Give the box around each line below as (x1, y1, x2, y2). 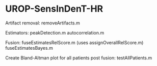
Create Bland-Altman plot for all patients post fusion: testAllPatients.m (5, 54, 152, 61)
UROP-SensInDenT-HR (5, 3, 103, 15)
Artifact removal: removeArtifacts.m (5, 20, 81, 26)
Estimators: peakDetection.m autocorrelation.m (5, 29, 104, 36)
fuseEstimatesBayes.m (5, 45, 54, 51)
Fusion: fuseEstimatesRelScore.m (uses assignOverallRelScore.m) (5, 39, 144, 46)
